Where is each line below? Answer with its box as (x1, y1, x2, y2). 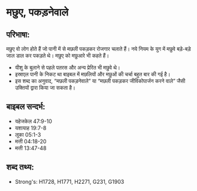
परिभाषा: (6, 29, 30, 39)
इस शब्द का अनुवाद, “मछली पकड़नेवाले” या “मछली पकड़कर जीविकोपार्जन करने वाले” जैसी (14, 78, 186, 84)
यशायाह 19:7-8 (14, 124, 47, 131)
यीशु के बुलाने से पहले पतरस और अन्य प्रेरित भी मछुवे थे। (14, 64, 121, 71)
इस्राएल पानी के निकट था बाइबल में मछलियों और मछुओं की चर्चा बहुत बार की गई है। (14, 71, 171, 78)
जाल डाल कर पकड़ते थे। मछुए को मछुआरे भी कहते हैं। (6, 52, 110, 59)
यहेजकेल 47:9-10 (14, 118, 53, 125)
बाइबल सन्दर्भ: (6, 101, 46, 112)
